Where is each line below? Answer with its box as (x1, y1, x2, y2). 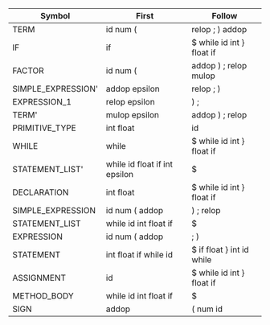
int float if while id (105, 249, 173, 260)
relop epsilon (105, 97, 155, 107)
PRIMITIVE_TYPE (12, 122, 76, 134)
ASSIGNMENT (12, 273, 67, 283)
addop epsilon (105, 84, 160, 94)
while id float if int (105, 158, 173, 170)
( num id (191, 303, 223, 315)
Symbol (39, 10, 71, 21)
